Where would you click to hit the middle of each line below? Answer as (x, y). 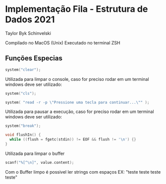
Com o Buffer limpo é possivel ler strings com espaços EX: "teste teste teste (83, 172)
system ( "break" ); (23, 126)
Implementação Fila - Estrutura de (77, 9)
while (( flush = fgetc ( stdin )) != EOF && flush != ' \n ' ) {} (73, 140)
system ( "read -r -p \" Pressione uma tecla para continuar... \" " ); (77, 102)
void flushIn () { (23, 135)
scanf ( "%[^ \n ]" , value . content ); (40, 162)
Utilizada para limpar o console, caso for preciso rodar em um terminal (77, 79)
